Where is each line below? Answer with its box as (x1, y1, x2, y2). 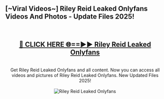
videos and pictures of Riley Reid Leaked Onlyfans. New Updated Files (12, 72, 158, 78)
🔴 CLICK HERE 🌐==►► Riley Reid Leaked (19, 40, 151, 49)
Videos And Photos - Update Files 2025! (5, 13, 135, 21)
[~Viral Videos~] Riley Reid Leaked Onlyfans (5, 5, 148, 13)
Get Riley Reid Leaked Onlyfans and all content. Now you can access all (10, 67, 160, 73)
